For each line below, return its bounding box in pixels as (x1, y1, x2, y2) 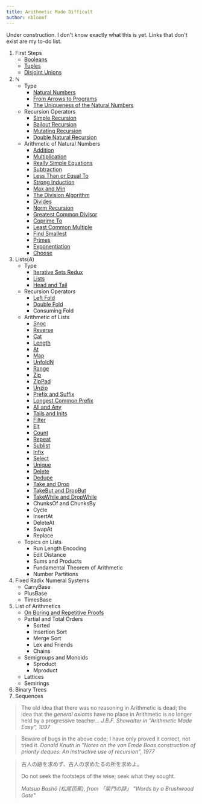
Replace (33, 531, 54, 539)
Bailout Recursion (33, 120, 77, 128)
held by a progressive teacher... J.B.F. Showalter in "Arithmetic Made (21, 717, 192, 724)
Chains (33, 647, 51, 655)
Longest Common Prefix (33, 397, 93, 404)
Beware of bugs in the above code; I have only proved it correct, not (21, 735, 191, 742)
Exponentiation (33, 242, 71, 250)
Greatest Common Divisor (33, 210, 98, 218)
